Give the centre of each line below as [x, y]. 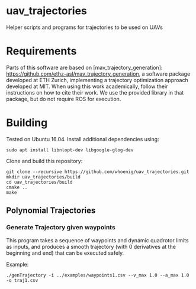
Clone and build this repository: [44, 161]
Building [27, 123]
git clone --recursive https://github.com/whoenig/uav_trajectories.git [98, 172]
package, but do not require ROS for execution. [64, 99]
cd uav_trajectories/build [39, 182]
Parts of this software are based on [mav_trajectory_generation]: [84, 67]
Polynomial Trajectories [51, 211]
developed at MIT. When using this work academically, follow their [87, 86]
